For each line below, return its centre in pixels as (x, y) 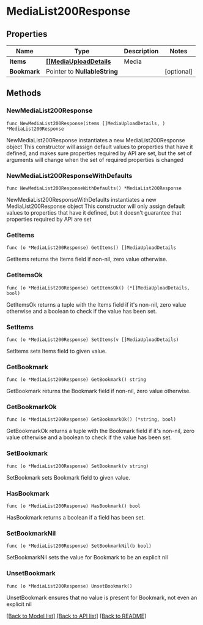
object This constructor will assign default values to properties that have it (100, 147)
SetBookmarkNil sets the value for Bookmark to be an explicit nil (87, 558)
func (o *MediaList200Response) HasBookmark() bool (73, 506)
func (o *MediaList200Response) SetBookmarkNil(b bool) (79, 546)
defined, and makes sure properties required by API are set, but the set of (99, 153)
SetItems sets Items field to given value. (57, 351)
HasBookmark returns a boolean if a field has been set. (76, 518)
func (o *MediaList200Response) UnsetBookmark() (69, 586)
